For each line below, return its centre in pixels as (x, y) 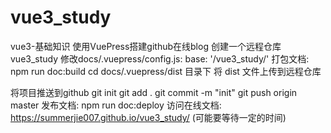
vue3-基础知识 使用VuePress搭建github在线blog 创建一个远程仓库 (146, 46)
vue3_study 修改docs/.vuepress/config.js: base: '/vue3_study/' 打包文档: (160, 58)
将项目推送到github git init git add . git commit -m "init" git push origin (154, 92)
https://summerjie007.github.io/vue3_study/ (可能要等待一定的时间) (148, 117)
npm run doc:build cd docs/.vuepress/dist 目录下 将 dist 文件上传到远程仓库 (166, 71)
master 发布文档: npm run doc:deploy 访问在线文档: (116, 105)
